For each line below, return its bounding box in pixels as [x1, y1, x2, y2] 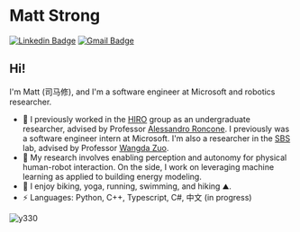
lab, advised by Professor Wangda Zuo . [22, 142, 169, 153]
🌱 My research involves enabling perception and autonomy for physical [22, 152, 287, 163]
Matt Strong [9, 5, 101, 26]
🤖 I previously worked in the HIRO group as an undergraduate [22, 113, 250, 124]
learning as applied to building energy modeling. [22, 171, 203, 182]
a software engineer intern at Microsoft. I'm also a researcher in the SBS [22, 132, 291, 144]
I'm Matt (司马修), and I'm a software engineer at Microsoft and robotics [9, 86, 276, 97]
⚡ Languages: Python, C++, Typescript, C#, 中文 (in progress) [22, 192, 252, 202]
